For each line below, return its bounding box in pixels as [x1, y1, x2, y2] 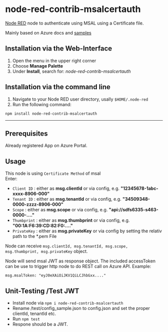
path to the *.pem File [12, 233, 57, 239]
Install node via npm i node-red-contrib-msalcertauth [12, 300, 123, 306]
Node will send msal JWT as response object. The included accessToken [5, 258, 156, 264]
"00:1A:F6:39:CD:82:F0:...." [12, 223, 73, 229]
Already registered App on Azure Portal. [5, 143, 87, 149]
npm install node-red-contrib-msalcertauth [5, 111, 97, 116]
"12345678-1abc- [120, 185, 158, 191]
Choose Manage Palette [12, 63, 63, 69]
